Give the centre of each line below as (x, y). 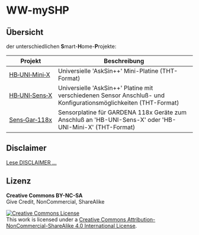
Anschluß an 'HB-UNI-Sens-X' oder (110, 120)
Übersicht (25, 32)
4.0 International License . (106, 226)
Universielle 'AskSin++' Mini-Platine (108, 71)
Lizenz (19, 181)
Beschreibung (124, 61)
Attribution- (141, 219)
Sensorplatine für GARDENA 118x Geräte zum (123, 112)
